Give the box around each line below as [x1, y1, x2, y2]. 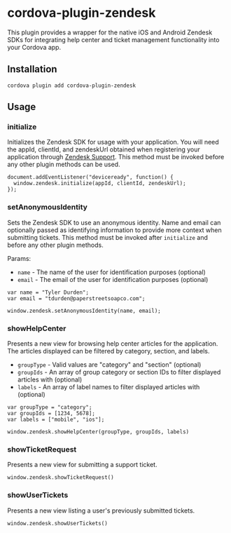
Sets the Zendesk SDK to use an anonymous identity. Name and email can [7, 218, 221, 227]
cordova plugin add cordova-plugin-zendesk [7, 82, 136, 89]
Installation [7, 63, 57, 75]
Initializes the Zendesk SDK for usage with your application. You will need [7, 138, 219, 147]
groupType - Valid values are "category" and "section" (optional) [17, 360, 202, 369]
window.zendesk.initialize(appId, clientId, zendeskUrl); [13, 180, 187, 187]
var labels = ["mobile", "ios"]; [7, 416, 105, 424]
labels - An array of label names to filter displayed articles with [17, 383, 200, 391]
